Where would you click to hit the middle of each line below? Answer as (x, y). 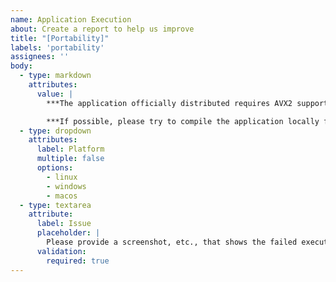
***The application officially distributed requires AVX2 (169, 103)
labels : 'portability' (57, 47)
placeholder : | (68, 233)
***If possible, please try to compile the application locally (183, 121)
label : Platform (70, 149)
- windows (66, 186)
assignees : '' (40, 57)
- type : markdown (55, 76)
